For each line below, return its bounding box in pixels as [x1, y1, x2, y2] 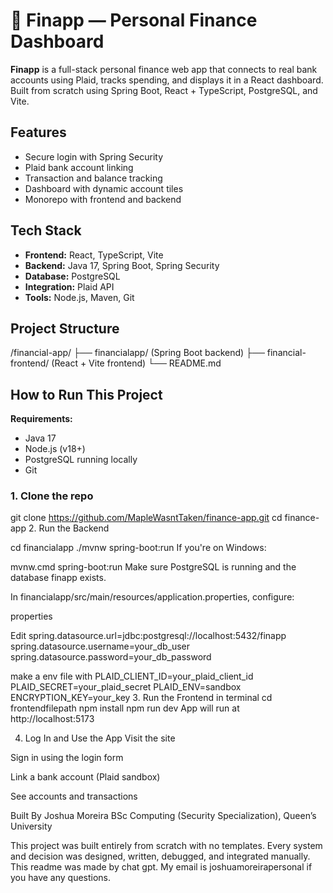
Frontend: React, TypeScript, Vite [24, 249, 164, 261]
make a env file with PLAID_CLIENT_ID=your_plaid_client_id [10, 670, 254, 683]
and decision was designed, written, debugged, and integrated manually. [10, 850, 311, 863]
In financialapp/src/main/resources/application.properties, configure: [10, 591, 295, 603]
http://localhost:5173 [10, 713, 95, 725]
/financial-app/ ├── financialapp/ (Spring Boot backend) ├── [10, 347, 265, 359]
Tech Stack [10, 222, 82, 239]
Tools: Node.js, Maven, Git [24, 291, 135, 303]
